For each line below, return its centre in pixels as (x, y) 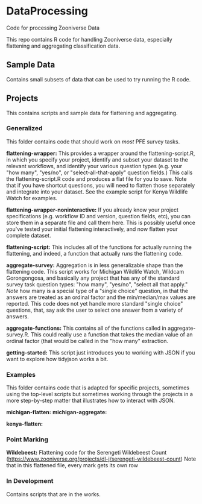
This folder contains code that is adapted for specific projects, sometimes (98, 388)
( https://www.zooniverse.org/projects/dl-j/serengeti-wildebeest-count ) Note (101, 459)
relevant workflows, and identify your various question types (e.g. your (94, 166)
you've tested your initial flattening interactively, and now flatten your (92, 229)
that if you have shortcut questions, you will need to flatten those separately (101, 185)
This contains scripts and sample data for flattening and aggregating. (92, 113)
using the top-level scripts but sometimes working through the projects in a (99, 394)
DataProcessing (47, 11)
